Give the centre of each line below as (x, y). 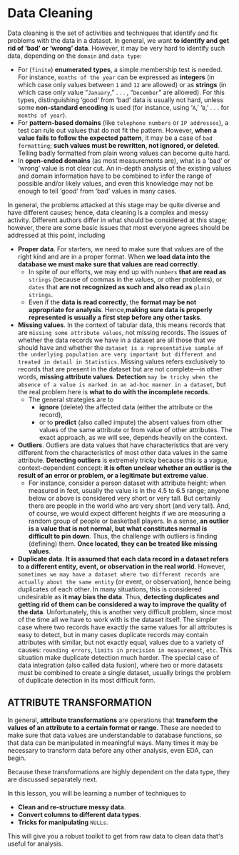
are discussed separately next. (52, 779)
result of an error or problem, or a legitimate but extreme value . (113, 475)
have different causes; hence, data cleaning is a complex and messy (108, 212)
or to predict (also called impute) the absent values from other (131, 422)
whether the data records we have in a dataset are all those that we (117, 340)
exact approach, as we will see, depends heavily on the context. (133, 437)
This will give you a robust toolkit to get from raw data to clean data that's (116, 836)
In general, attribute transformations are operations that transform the (113, 720)
